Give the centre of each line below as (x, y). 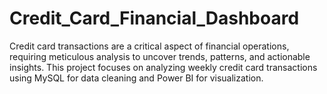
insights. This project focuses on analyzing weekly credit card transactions (163, 67)
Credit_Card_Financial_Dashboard (154, 18)
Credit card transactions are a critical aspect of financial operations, (149, 46)
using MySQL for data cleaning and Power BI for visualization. (136, 78)
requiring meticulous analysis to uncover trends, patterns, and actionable (160, 56)
